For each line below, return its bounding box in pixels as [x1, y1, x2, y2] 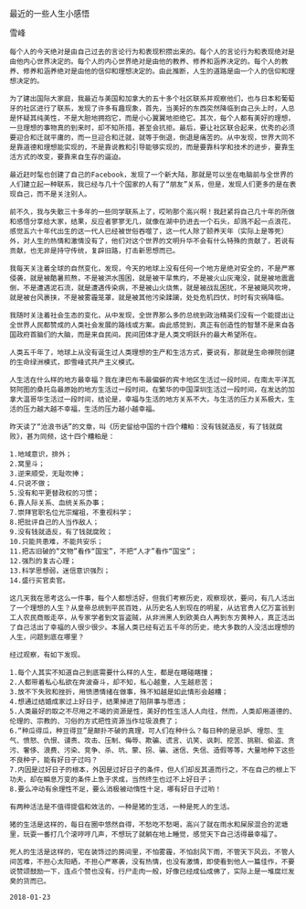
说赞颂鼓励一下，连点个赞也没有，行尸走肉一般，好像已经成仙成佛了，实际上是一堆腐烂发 [9, 867, 295, 876]
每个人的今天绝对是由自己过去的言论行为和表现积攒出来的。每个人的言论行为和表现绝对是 [9, 48, 295, 57]
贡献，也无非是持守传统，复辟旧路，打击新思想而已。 [9, 246, 180, 255]
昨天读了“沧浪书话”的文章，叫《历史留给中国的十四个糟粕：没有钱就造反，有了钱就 [9, 422, 277, 432]
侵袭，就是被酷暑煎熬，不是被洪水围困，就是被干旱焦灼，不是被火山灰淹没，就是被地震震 [9, 273, 295, 283]
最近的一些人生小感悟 [9, 8, 90, 18]
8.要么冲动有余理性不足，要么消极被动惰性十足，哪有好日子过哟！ [9, 785, 222, 794]
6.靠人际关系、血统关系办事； [9, 498, 107, 508]
